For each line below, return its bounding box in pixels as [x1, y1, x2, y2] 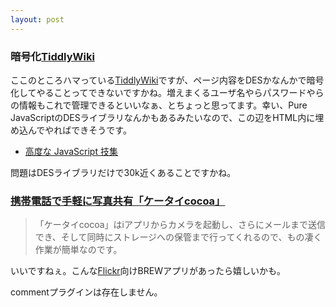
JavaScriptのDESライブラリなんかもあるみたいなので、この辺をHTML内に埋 [10, 111, 325, 123]
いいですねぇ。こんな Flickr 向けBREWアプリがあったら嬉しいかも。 [10, 265, 286, 277]
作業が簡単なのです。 [34, 244, 123, 256]
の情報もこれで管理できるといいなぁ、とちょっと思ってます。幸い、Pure [10, 99, 308, 111]
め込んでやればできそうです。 [10, 124, 132, 136]
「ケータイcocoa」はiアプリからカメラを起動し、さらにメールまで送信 [34, 219, 326, 231]
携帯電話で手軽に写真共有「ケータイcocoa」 [10, 194, 226, 208]
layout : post [10, 14, 65, 25]
